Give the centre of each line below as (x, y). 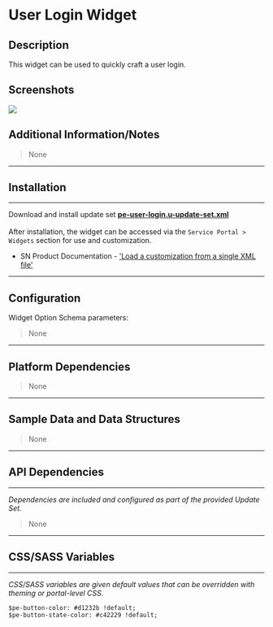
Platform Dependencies (69, 366)
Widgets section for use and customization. (80, 241)
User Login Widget (73, 15)
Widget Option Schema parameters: (68, 318)
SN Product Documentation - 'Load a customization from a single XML (138, 256)
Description (39, 45)
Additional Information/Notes (84, 135)
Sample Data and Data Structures (95, 419)
